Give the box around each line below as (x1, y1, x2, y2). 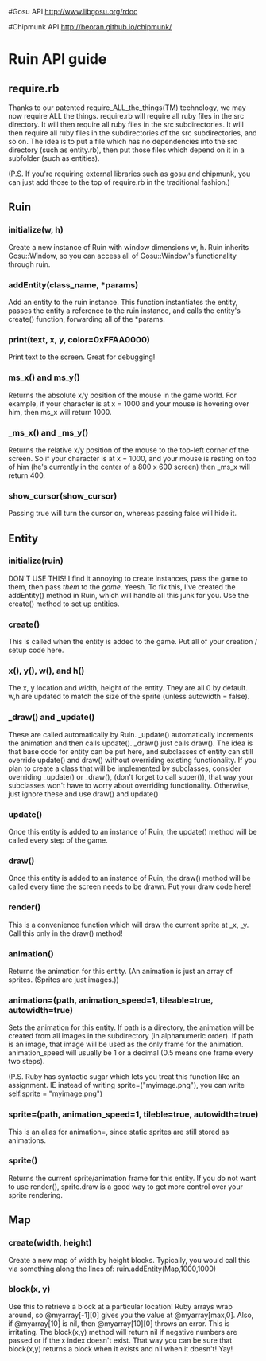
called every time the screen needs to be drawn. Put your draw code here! (8, 882, 252, 891)
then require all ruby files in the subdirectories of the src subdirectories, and (8, 128, 257, 138)
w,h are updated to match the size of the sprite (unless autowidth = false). (8, 692, 250, 702)
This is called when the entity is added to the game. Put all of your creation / (8, 637, 258, 647)
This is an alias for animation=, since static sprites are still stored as (8, 1127, 229, 1136)
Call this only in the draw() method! (8, 928, 123, 938)
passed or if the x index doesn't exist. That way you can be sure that (8, 1336, 233, 1345)
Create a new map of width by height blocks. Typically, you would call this (8, 1255, 251, 1265)
